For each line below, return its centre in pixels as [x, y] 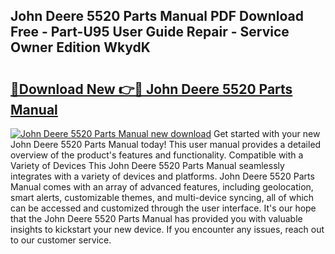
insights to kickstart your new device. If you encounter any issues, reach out [167, 229]
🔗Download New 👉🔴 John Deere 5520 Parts [151, 89]
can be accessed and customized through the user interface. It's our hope [163, 208]
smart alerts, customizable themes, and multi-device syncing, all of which [162, 197]
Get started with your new [267, 133]
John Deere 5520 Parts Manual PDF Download [157, 16]
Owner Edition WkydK [80, 47]
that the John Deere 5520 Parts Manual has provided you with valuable [156, 218]
